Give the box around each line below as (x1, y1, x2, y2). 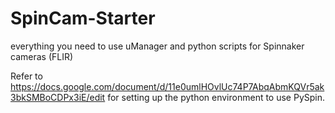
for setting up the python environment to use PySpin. (107, 91, 326, 103)
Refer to (10, 70, 43, 82)
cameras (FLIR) (10, 50, 74, 62)
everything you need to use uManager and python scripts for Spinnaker (10, 40, 305, 52)
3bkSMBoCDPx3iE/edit (10, 91, 106, 103)
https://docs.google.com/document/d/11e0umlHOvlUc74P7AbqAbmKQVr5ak (10, 80, 325, 92)
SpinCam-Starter (10, 7, 156, 30)
